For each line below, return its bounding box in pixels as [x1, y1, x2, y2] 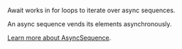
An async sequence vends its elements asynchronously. [7, 20, 172, 28]
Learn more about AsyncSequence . [7, 33, 112, 42]
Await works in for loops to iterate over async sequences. [7, 6, 176, 14]
